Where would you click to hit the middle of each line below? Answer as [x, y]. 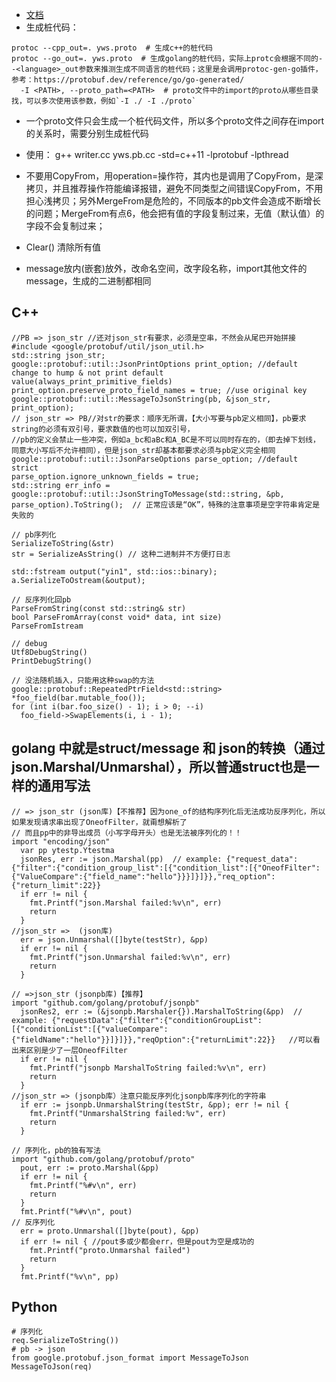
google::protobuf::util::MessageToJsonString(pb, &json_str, [141, 399]
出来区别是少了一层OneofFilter [69, 1050]
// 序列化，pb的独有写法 [56, 1150]
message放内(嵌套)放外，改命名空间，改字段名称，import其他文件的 [166, 268]
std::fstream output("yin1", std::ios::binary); [114, 571]
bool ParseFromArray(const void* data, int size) [117, 617]
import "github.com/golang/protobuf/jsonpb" [105, 1003]
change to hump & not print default [87, 373]
